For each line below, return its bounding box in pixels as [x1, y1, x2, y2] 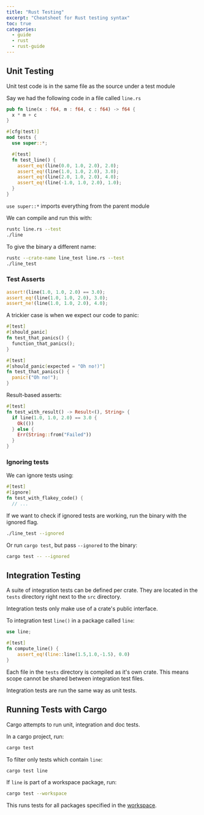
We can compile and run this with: [6, 214, 93, 221]
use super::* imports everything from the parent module [6, 202, 150, 210]
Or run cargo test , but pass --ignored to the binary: [6, 541, 138, 549]
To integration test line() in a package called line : [6, 617, 135, 624]
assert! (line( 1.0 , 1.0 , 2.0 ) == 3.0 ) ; [6, 289, 105, 295]
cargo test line [6, 768, 48, 774]
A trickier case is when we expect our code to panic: [6, 312, 139, 319]
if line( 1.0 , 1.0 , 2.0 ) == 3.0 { [12, 414, 97, 421]
